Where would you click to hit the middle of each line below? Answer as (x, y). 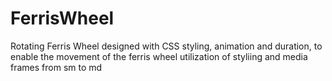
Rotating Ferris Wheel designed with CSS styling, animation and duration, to (166, 46)
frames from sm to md (56, 67)
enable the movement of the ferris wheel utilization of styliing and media (159, 56)
